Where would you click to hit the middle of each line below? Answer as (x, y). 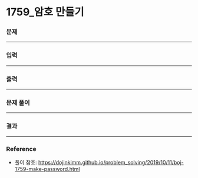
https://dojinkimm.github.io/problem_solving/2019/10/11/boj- (111, 162)
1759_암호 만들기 (45, 12)
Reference (21, 149)
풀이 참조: (26, 162)
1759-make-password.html (47, 169)
